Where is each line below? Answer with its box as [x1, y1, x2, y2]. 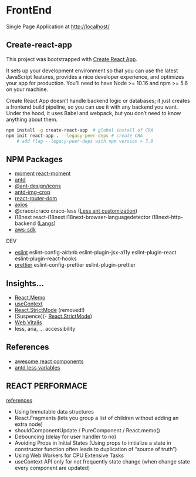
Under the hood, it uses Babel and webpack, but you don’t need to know [6, 109, 181, 116]
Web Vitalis [14, 319, 42, 326]
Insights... [6, 278, 45, 288]
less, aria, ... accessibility [14, 325, 76, 332]
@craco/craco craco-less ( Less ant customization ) [14, 207, 138, 214]
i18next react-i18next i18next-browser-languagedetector [14, 214, 151, 221]
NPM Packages [6, 154, 63, 164]
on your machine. [6, 86, 49, 93]
